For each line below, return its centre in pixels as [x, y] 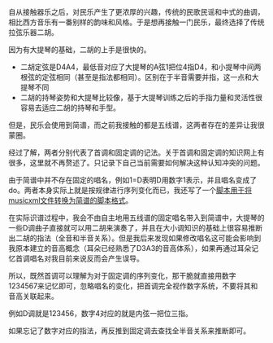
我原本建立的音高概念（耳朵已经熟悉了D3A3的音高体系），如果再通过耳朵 [130, 248]
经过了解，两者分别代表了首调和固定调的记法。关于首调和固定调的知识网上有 [136, 152]
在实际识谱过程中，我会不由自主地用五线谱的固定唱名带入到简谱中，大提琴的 [136, 218]
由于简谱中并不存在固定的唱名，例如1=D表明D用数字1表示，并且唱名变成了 [133, 180]
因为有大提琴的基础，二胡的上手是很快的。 [80, 50]
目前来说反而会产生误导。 [101, 258]
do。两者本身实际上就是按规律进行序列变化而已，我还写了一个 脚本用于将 [130, 190]
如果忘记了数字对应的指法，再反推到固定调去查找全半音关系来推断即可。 [129, 331]
